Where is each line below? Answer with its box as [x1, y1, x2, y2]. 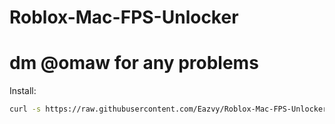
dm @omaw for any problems [9, 52, 259, 75]
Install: [9, 85, 37, 97]
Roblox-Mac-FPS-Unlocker [9, 6, 239, 29]
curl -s [9, 104, 42, 115]
